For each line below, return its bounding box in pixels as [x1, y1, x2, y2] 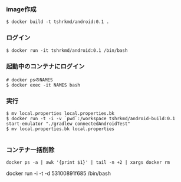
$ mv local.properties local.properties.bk [6, 111, 115, 117]
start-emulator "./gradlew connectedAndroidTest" [6, 121, 131, 127]
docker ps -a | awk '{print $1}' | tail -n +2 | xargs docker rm [6, 160, 170, 166]
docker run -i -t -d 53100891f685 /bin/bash [6, 170, 111, 177]
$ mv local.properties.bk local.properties [6, 126, 115, 132]
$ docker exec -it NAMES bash [6, 82, 81, 88]
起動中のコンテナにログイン [6, 62, 85, 70]
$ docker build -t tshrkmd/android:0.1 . [6, 19, 110, 25]
